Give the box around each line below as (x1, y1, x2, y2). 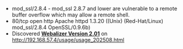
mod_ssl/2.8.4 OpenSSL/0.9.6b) (11, 24, 91, 31)
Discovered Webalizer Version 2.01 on (11, 30, 108, 37)
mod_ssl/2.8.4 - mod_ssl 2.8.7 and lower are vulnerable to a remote (11, 5, 178, 12)
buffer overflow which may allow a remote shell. (11, 11, 130, 18)
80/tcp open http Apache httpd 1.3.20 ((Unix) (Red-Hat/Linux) (11, 18, 164, 24)
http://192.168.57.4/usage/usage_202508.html (11, 37, 125, 43)
